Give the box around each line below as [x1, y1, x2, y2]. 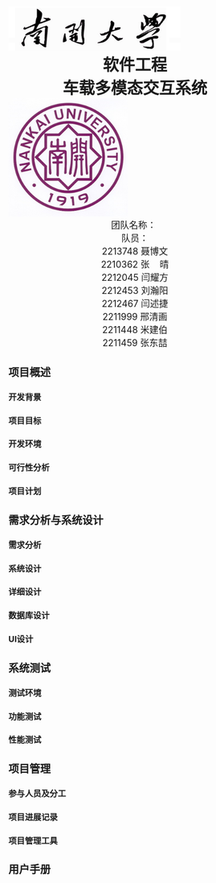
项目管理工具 [8, 835, 59, 846]
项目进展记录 [8, 811, 59, 823]
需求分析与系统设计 [8, 513, 104, 526]
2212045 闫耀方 [101, 272, 169, 283]
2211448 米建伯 [101, 324, 169, 336]
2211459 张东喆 [102, 337, 168, 349]
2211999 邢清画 [102, 312, 168, 323]
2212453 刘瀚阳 [101, 285, 169, 297]
